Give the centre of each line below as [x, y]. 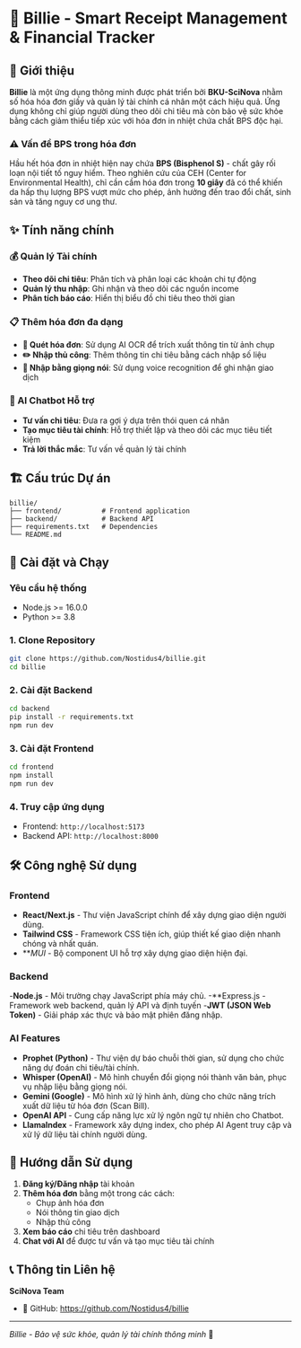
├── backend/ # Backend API [82, 519]
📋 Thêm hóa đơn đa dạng [66, 322]
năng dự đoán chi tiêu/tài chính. [81, 1067]
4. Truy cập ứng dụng [57, 806]
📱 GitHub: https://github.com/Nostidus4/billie [106, 1308]
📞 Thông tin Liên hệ [62, 1269]
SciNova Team [37, 1291]
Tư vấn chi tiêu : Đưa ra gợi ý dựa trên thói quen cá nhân [126, 420]
